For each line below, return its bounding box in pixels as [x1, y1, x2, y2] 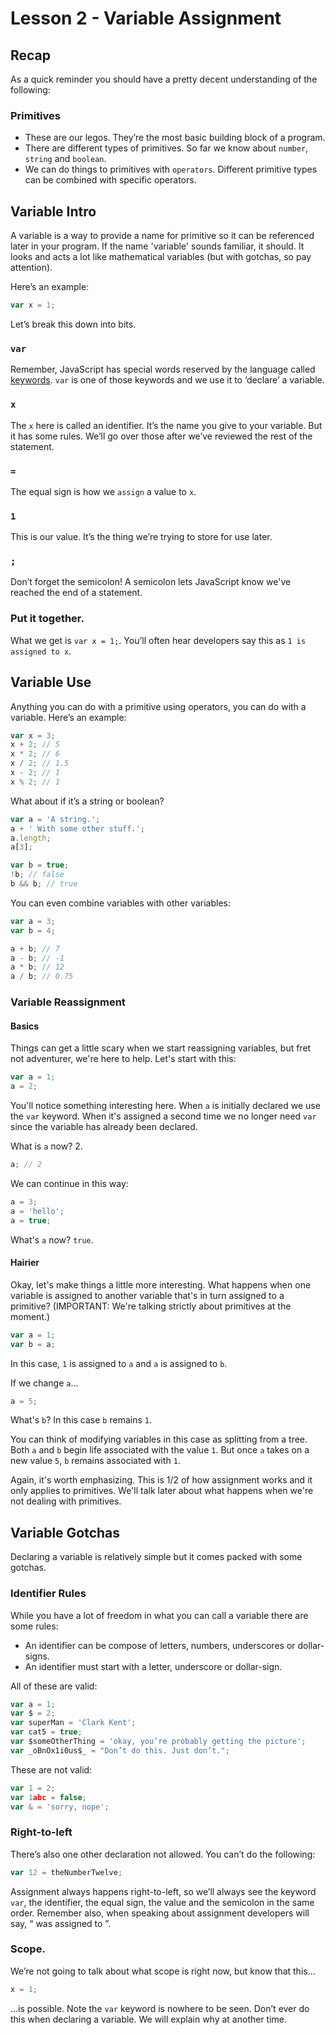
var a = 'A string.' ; [10, 814, 101, 824]
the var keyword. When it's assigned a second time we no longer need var [10, 1110, 317, 1122]
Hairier [10, 1257, 40, 1269]
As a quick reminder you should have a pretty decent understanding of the [10, 73, 318, 85]
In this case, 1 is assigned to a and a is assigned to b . [10, 1357, 228, 1369]
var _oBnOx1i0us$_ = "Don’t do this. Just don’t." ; [10, 1745, 230, 1756]
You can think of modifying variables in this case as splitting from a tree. [10, 1433, 308, 1446]
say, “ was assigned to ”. [10, 1917, 112, 1929]
